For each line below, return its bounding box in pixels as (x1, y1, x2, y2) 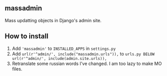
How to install (5, 32, 49, 41)
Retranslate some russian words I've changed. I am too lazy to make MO (12, 60, 162, 66)
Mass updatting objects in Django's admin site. (5, 17, 102, 23)
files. (12, 65, 23, 72)
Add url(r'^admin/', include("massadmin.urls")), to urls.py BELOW (12, 50, 155, 57)
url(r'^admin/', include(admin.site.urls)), (12, 56, 107, 61)
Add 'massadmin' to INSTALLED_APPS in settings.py (12, 45, 116, 51)
